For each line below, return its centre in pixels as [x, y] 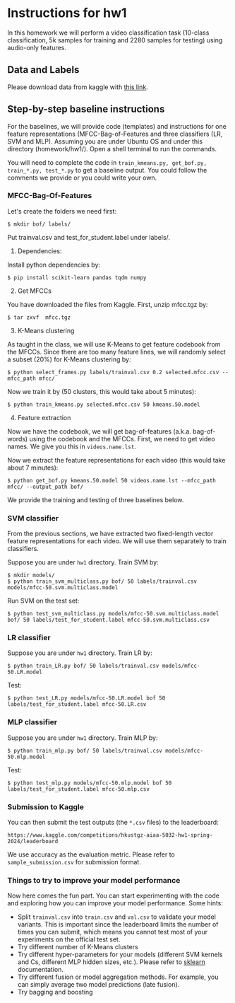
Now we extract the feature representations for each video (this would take [116, 460]
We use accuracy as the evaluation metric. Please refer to [91, 854]
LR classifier [29, 638]
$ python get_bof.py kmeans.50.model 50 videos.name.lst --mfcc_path [112, 480]
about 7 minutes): [33, 468]
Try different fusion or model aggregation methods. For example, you [118, 977]
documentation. [40, 970]
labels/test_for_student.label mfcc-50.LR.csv [77, 705]
